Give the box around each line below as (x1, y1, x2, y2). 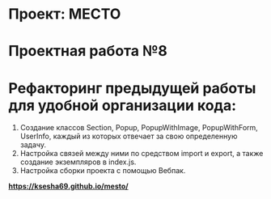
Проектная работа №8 (8, 42, 167, 61)
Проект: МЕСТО (8, 5, 121, 23)
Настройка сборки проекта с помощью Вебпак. (19, 166, 186, 176)
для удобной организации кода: (8, 96, 237, 114)
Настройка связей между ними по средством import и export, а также (19, 149, 264, 159)
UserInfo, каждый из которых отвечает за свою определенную (19, 131, 238, 142)
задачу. (19, 140, 47, 150)
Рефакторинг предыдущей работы (8, 78, 256, 97)
